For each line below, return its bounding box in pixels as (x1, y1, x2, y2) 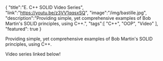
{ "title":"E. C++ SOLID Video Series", (5, 5, 84, 10)
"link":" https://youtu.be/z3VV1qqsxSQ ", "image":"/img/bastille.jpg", (5, 10, 147, 16)
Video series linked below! (5, 51, 61, 57)
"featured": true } (5, 26, 42, 32)
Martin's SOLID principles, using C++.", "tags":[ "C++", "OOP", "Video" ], (5, 20, 158, 26)
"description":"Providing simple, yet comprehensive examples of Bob (5, 15, 151, 21)
